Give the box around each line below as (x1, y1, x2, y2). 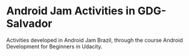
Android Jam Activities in (6, 4, 136, 18)
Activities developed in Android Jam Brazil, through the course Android (6, 36, 183, 43)
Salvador (6, 17, 53, 30)
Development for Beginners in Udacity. (6, 43, 103, 50)
